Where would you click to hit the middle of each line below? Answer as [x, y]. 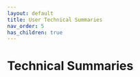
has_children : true [35, 32]
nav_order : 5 [26, 26]
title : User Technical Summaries [55, 20]
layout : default [30, 13]
